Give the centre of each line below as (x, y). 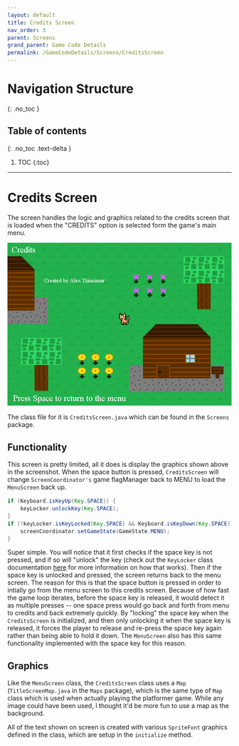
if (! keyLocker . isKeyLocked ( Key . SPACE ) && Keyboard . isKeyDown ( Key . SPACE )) (121, 524)
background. (26, 713)
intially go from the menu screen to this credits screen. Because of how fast (118, 590)
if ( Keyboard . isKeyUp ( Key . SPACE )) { (62, 501)
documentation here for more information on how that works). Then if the (115, 568)
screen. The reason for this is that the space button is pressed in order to (115, 583)
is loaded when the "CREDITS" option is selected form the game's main (112, 225)
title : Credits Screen (41, 22)
